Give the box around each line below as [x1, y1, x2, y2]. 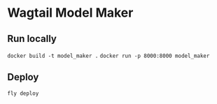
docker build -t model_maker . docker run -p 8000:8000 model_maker [7, 52, 210, 59]
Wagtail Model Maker [7, 5, 134, 21]
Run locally [7, 33, 57, 45]
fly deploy [7, 89, 39, 97]
